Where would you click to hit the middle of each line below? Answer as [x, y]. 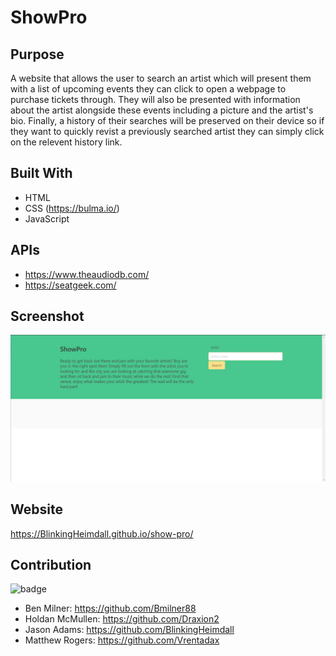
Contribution [51, 564]
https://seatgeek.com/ [70, 285]
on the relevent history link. [66, 142]
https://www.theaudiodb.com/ [87, 274]
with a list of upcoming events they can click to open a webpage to [148, 89]
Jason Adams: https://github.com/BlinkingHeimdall [129, 630]
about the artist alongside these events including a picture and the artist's [162, 110]
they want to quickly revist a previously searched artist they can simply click [167, 131]
